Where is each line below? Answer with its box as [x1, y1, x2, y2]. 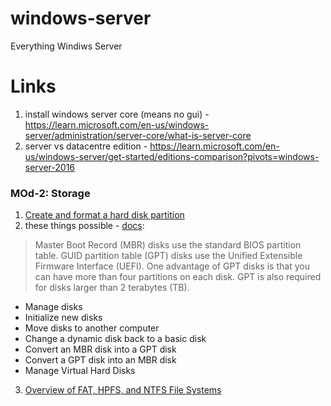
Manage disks [24, 301, 83, 313]
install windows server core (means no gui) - [24, 108, 210, 120]
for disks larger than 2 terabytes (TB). [34, 282, 190, 294]
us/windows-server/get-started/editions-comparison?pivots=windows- [24, 150, 320, 162]
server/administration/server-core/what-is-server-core [24, 129, 252, 141]
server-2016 [24, 161, 76, 173]
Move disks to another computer [24, 322, 160, 334]
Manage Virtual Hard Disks [24, 365, 136, 377]
